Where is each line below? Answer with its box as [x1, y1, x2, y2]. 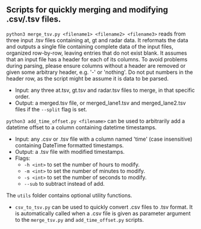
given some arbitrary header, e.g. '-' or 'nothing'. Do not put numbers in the [6, 69, 193, 76]
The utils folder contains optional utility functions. [6, 192, 132, 199]
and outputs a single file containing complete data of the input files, [6, 43, 173, 50]
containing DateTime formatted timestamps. [14, 141, 125, 149]
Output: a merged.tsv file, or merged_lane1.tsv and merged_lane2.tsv [14, 99, 187, 106]
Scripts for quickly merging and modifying [6, 5, 169, 15]
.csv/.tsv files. [6, 14, 61, 25]
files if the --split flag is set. [14, 105, 87, 113]
